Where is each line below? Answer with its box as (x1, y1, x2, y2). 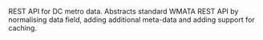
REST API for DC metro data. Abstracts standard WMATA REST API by (8, 7, 239, 16)
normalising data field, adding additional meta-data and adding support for (8, 15, 255, 24)
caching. (8, 24, 38, 32)
